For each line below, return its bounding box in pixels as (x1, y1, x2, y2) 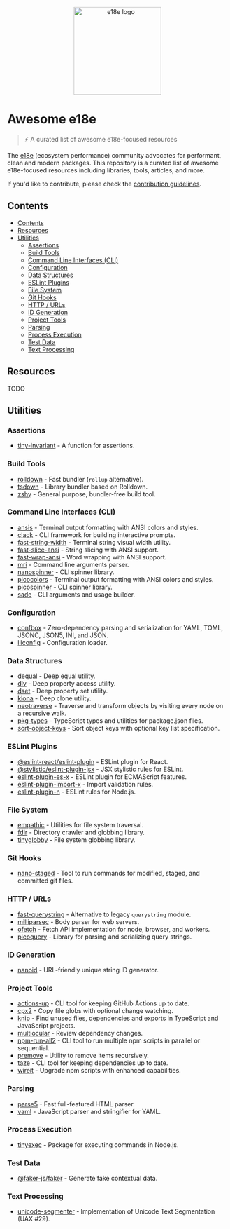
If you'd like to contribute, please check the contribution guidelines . (7, 179, 201, 188)
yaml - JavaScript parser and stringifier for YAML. (17, 1107, 161, 1115)
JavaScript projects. (17, 1021, 76, 1030)
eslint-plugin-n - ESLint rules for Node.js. (17, 787, 136, 796)
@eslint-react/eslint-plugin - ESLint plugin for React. (17, 757, 168, 766)
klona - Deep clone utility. (17, 694, 92, 702)
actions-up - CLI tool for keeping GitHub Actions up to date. (17, 999, 190, 1007)
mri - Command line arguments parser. (17, 560, 129, 569)
